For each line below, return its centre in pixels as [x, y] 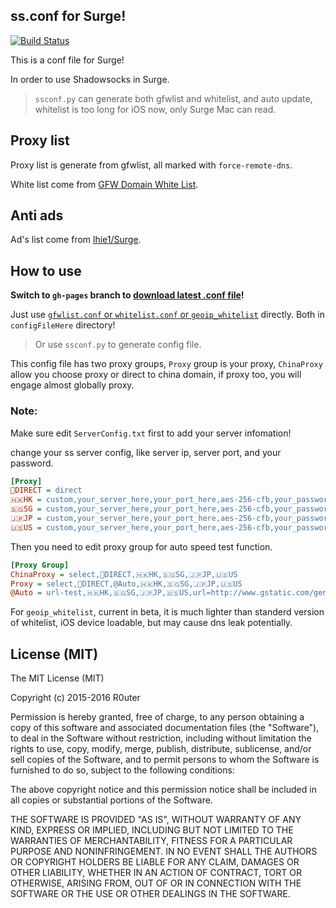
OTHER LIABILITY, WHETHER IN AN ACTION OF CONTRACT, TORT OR [156, 873]
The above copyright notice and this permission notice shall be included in [163, 790]
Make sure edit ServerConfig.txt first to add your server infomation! [151, 433]
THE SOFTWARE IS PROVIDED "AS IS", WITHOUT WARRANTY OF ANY [156, 820]
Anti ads [37, 215]
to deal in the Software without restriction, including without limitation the [161, 738]
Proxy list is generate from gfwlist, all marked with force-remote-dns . [151, 165]
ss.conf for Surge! [68, 16]
